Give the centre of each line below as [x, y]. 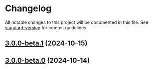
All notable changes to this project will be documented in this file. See [77, 22]
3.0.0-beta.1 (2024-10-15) [46, 43]
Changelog [28, 9]
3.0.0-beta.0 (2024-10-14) [48, 60]
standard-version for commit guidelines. [46, 27]
